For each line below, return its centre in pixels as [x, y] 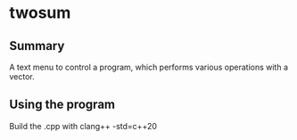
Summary [37, 46]
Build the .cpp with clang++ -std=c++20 [83, 126]
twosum [40, 13]
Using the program [62, 105]
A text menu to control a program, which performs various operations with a [148, 67]
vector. [22, 77]
